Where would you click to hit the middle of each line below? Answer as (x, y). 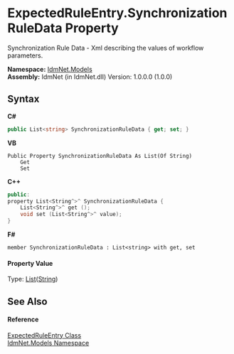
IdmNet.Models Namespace (48, 343)
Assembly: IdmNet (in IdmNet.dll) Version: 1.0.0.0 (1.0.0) (90, 77)
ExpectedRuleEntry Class (44, 335)
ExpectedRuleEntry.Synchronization (117, 13)
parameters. (25, 55)
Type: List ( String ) (33, 279)
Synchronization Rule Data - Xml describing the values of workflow (106, 48)
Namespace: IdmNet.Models (50, 69)
